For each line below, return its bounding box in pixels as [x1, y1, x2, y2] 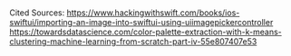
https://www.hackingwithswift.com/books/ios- [66, 7, 240, 18]
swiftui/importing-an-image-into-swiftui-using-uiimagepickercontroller [9, 17, 274, 28]
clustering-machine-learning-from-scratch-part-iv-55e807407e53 [9, 36, 257, 47]
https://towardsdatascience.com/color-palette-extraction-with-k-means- [9, 26, 283, 38]
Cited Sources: [9, 7, 65, 18]
